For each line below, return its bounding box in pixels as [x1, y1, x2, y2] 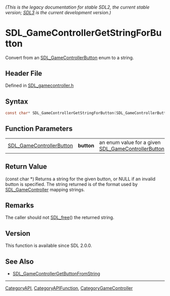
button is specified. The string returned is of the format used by [5, 181, 138, 187]
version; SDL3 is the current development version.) [5, 9, 111, 15]
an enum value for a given [99, 139, 161, 146]
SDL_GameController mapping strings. [5, 186, 85, 192]
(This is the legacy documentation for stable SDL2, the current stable [5, 4, 150, 10]
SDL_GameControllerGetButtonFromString [12, 271, 100, 277]
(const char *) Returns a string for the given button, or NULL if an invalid [5, 176, 156, 182]
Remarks [5, 201, 34, 210]
